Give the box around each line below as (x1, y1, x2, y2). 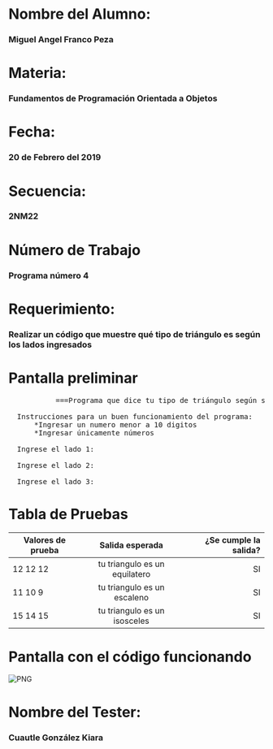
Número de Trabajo (8, 240, 141, 259)
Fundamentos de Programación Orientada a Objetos (8, 93, 218, 104)
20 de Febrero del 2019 (8, 152, 102, 163)
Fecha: (8, 123, 55, 141)
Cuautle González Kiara (8, 732, 104, 743)
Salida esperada (99, 539, 164, 551)
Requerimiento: (8, 300, 115, 318)
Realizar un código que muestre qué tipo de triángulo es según (8, 328, 261, 340)
